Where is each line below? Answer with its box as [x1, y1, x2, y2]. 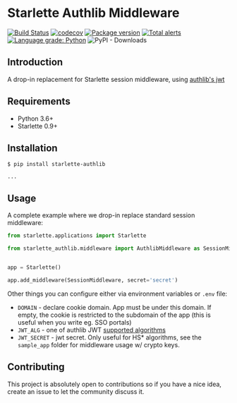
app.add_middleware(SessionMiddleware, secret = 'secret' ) [7, 277, 178, 284]
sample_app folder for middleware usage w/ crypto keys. [17, 340, 180, 349]
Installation [7, 142, 58, 154]
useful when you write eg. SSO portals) [17, 318, 132, 326]
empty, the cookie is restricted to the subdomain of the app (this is [17, 311, 212, 319]
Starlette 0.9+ [17, 121, 58, 130]
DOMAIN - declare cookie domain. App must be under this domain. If [17, 303, 212, 311]
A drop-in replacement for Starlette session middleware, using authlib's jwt [7, 75, 225, 83]
